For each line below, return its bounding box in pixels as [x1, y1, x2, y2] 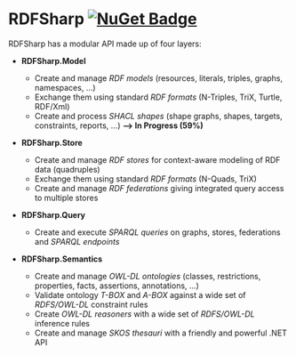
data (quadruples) [34, 164, 100, 174]
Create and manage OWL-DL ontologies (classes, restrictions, [34, 270, 261, 281]
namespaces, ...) [34, 82, 96, 93]
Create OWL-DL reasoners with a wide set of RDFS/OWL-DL [34, 308, 255, 319]
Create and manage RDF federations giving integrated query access [34, 182, 284, 193]
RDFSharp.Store [20, 137, 84, 148]
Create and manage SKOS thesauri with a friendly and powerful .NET [34, 327, 288, 338]
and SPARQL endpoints [34, 236, 120, 246]
